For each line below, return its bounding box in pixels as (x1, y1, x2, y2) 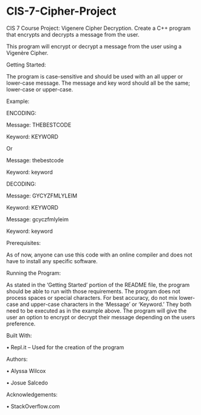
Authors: (6, 355, 28, 363)
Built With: (6, 332, 32, 339)
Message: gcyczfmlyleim (6, 215, 69, 223)
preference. (6, 320, 36, 327)
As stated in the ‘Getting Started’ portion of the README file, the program (6, 281, 190, 288)
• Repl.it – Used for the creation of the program (6, 343, 124, 351)
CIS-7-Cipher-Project (6, 4, 117, 18)
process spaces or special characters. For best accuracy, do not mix (6, 294, 178, 301)
